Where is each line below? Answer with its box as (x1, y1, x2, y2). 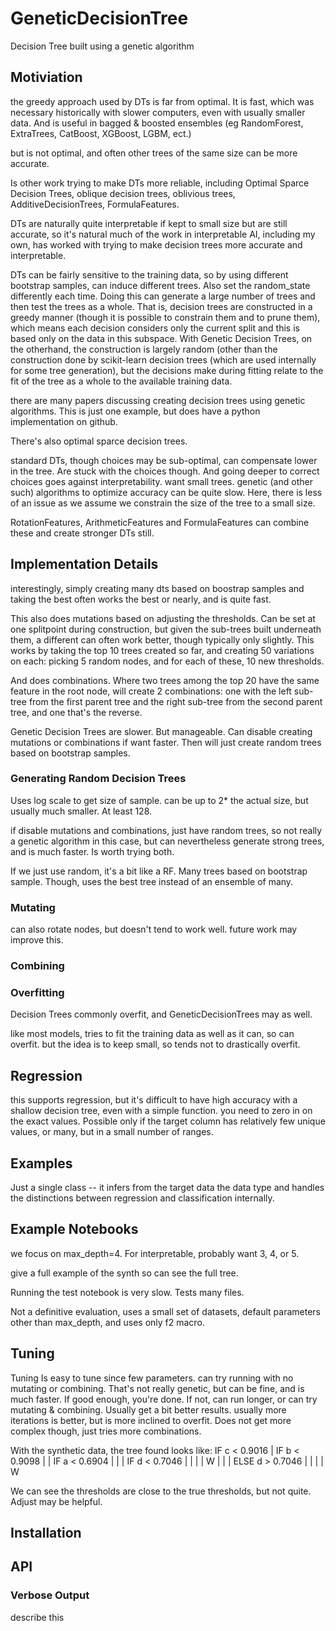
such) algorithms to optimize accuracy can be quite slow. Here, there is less (10, 486, 323, 498)
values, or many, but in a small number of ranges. (10, 1126, 214, 1138)
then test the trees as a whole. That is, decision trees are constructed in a (10, 300, 313, 312)
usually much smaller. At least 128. (10, 805, 153, 817)
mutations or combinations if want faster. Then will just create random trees (10, 736, 322, 748)
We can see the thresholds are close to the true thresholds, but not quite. (10, 1485, 312, 1497)
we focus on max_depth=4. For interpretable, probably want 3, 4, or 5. (10, 1247, 300, 1259)
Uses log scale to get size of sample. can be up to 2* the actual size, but (10, 794, 309, 806)
